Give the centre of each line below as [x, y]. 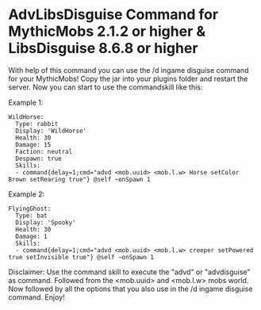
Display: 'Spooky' [46, 222]
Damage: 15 [33, 144]
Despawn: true [38, 159]
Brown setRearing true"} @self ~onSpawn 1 [79, 179]
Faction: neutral [44, 151]
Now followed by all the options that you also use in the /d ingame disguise [130, 289]
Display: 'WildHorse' [51, 131]
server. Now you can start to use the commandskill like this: [106, 87]
